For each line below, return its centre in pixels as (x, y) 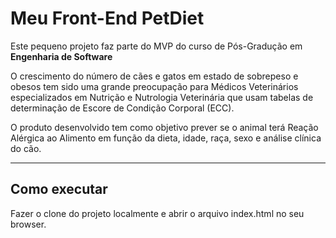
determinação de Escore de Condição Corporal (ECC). (122, 108)
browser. (28, 224)
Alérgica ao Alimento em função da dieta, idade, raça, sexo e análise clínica (166, 138)
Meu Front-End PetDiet (107, 18)
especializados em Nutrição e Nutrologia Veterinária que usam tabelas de (162, 97)
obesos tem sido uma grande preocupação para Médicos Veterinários (154, 86)
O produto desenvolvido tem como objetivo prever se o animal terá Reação (164, 127)
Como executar (59, 189)
